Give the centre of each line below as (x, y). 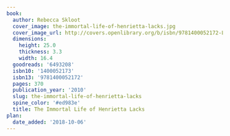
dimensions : (30, 39)
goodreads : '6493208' (44, 65)
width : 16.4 (36, 58)
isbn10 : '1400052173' (44, 71)
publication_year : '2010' (50, 90)
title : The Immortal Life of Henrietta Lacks (79, 109)
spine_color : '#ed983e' (46, 103)
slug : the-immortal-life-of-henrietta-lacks (77, 97)
